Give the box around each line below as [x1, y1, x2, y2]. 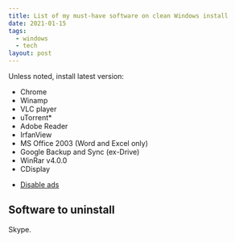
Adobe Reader [19, 122, 68, 131]
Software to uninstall [8, 203, 115, 217]
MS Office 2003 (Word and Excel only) [19, 139, 149, 148]
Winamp [19, 96, 48, 105]
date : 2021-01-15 [8, 19, 67, 27]
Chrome [19, 87, 47, 97]
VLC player [19, 104, 57, 114]
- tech [15, 42, 38, 50]
